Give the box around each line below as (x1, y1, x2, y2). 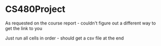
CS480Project (5, 3, 66, 15)
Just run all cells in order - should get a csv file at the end (5, 35, 124, 41)
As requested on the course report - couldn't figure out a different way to (5, 20, 156, 26)
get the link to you (5, 25, 42, 31)
